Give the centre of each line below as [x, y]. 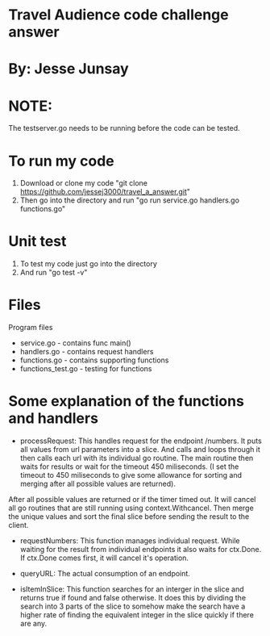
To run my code [61, 161]
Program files [31, 328]
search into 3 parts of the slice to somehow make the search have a [133, 606]
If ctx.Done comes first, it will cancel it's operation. [104, 558]
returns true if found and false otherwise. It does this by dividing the [133, 598]
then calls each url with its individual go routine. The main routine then [137, 458]
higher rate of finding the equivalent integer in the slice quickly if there [137, 615]
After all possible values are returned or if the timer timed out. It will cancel [132, 500]
